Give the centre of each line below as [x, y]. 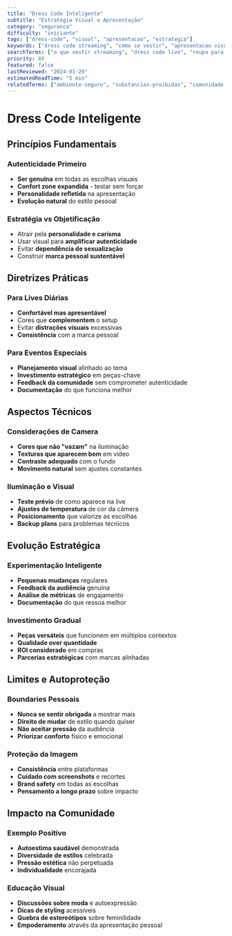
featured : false [30, 65]
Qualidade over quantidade [57, 643]
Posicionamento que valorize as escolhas [77, 516]
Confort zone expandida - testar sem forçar [80, 186]
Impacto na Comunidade [61, 813]
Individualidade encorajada [57, 870]
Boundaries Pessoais [43, 699]
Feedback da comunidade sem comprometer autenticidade [102, 382]
